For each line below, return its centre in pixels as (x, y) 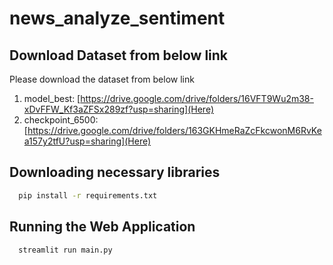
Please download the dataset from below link (102, 79)
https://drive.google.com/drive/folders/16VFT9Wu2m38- (197, 98)
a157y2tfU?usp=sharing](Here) (87, 141)
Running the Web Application (102, 227)
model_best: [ (52, 98)
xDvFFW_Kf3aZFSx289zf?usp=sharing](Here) (119, 109)
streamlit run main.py (65, 250)
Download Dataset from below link (119, 55)
